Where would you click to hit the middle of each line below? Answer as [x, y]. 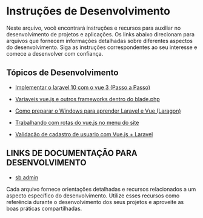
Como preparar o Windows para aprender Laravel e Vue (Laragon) [98, 111]
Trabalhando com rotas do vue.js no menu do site [77, 122]
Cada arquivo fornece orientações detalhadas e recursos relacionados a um [101, 189]
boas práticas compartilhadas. [44, 208]
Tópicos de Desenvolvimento [62, 73]
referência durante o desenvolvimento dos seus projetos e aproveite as [95, 202]
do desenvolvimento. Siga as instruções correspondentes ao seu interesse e [102, 47]
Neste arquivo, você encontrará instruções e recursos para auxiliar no [94, 28]
